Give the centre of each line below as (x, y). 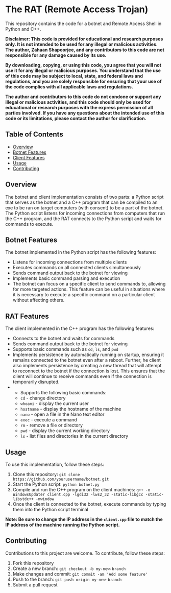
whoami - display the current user (55, 404)
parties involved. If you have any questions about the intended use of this (85, 113)
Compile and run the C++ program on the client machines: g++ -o (81, 490)
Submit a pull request (35, 585)
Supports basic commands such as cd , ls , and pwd (65, 349)
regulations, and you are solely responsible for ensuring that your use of (83, 81)
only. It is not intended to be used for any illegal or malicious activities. (81, 44)
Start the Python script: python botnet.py (56, 484)
